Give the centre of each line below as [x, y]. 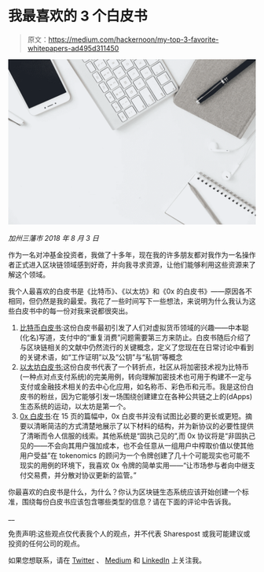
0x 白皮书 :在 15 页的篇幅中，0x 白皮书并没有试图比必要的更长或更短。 [132, 416]
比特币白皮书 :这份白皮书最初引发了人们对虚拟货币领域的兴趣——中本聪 [134, 327]
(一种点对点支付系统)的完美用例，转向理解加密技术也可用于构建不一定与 [136, 376]
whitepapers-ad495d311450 [73, 48]
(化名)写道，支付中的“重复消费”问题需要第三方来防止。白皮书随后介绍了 [135, 337]
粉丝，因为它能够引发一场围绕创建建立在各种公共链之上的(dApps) [147, 396]
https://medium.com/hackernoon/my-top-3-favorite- [134, 39]
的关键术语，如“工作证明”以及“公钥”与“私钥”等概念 [101, 357]
